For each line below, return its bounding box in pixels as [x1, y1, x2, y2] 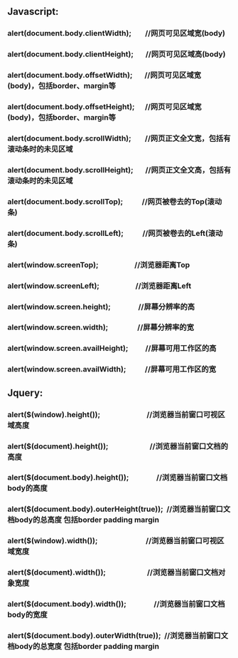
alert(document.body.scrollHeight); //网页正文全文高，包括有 [7, 165, 232, 175]
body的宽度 [7, 610, 48, 620]
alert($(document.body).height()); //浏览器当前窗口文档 [7, 473, 228, 483]
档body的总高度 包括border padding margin [7, 515, 160, 525]
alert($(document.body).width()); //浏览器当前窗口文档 [7, 599, 225, 609]
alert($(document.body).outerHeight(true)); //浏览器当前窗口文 [7, 504, 231, 514]
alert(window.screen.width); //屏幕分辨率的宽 [7, 322, 194, 332]
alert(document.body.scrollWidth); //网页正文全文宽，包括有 [7, 133, 231, 143]
